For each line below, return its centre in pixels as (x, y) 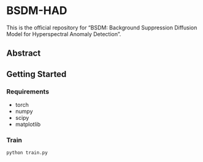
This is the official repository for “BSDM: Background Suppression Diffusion (102, 28)
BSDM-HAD (37, 11)
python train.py (27, 153)
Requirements (28, 91)
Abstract (24, 53)
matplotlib (28, 124)
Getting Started (36, 74)
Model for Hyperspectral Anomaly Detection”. (64, 34)
